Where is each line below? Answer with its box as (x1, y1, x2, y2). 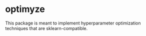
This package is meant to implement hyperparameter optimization (5, 20, 141, 26)
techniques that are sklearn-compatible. (5, 25, 88, 31)
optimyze (5, 3, 45, 15)
